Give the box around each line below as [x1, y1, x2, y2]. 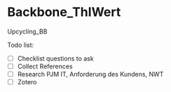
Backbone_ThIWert [7, 4, 121, 20]
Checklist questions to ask [17, 54, 94, 63]
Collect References [17, 62, 73, 70]
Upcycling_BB [7, 27, 48, 36]
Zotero [17, 78, 37, 86]
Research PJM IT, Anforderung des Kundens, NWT [17, 70, 164, 79]
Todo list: [7, 40, 34, 49]
